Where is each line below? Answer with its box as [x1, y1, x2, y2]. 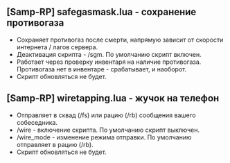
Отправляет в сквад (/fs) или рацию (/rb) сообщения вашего [16, 111, 197, 119]
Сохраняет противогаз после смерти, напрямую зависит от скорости [16, 35, 224, 44]
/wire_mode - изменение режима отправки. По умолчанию [16, 132, 192, 141]
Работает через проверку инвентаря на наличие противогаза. [16, 58, 202, 66]
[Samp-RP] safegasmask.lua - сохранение [6, 6, 197, 18]
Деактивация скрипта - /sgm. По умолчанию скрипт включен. [16, 50, 202, 58]
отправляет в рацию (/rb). [16, 140, 94, 148]
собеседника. [16, 118, 58, 126]
